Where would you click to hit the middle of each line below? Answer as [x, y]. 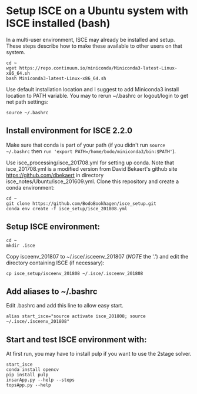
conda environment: [30, 187]
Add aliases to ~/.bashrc [52, 291]
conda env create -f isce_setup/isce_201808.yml [67, 208]
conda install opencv [33, 370]
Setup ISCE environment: [53, 227]
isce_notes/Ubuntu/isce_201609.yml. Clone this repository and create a [93, 181]
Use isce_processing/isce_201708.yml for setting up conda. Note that [90, 163]
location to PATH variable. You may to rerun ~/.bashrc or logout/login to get [97, 95]
